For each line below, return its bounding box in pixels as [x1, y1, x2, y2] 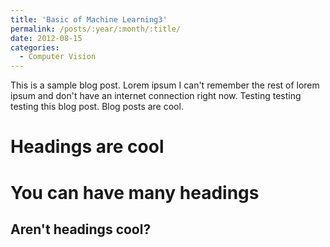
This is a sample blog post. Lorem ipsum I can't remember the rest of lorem [10, 79, 320, 91]
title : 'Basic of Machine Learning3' [10, 14, 168, 25]
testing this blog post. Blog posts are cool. [10, 101, 184, 113]
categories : [10, 42, 60, 53]
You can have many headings [10, 181, 260, 204]
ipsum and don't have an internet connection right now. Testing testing [10, 90, 302, 102]
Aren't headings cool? [10, 221, 152, 238]
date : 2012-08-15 [10, 33, 83, 43]
